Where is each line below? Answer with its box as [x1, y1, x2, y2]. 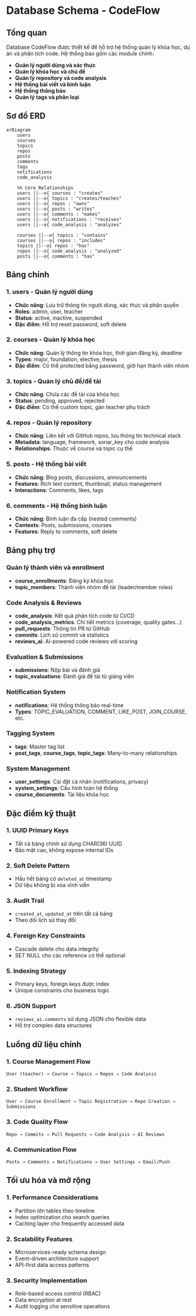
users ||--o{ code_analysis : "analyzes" [17, 221, 122, 227]
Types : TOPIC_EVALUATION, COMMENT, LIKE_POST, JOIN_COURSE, [14, 708, 187, 715]
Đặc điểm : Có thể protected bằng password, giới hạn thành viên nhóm [14, 362, 189, 369]
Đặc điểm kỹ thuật [6, 808, 76, 818]
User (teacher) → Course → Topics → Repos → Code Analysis [6, 1071, 157, 1077]
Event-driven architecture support [14, 1255, 99, 1262]
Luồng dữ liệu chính [6, 1039, 82, 1049]
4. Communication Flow [6, 1145, 77, 1154]
